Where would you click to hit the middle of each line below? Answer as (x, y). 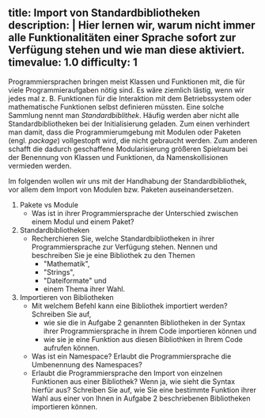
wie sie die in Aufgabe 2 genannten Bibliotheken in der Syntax (144, 322)
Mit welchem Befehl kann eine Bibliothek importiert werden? (129, 306)
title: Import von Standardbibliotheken (104, 13)
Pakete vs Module (49, 204)
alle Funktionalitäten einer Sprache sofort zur (122, 38)
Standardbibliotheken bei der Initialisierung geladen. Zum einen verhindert (129, 123)
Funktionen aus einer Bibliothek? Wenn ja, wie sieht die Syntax (133, 381)
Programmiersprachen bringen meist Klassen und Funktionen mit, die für (127, 82)
